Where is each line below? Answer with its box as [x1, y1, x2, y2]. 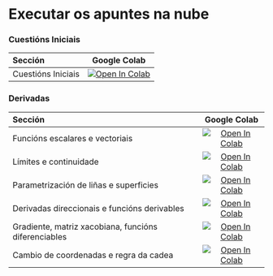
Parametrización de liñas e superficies [12, 179, 158, 191]
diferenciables [12, 231, 67, 242]
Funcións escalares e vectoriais [12, 132, 133, 144]
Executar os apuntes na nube [8, 5, 210, 24]
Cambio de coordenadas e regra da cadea [12, 249, 174, 261]
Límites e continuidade [12, 156, 99, 167]
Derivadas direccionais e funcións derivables [12, 202, 184, 213]
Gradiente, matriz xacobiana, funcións [12, 221, 158, 232]
